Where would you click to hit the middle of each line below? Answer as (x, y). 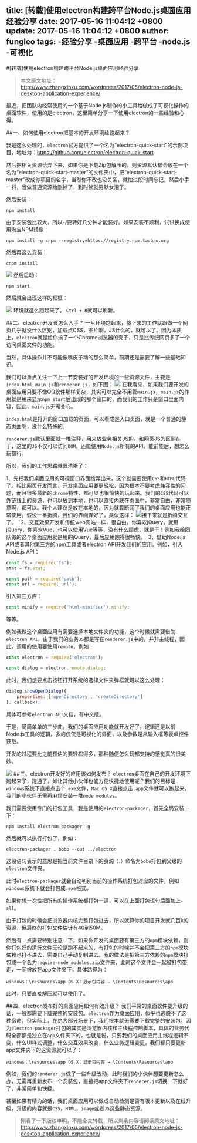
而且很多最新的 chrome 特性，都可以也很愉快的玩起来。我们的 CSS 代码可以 (103, 493)
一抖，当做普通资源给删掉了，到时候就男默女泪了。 (68, 187)
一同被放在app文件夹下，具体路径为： (62, 969)
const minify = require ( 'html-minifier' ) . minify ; (68, 607)
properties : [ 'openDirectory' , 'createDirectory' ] (80, 697)
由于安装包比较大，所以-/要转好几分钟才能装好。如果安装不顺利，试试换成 (96, 222)
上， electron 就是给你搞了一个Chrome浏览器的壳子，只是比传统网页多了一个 (98, 337)
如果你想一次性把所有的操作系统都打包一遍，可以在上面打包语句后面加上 (93, 901)
